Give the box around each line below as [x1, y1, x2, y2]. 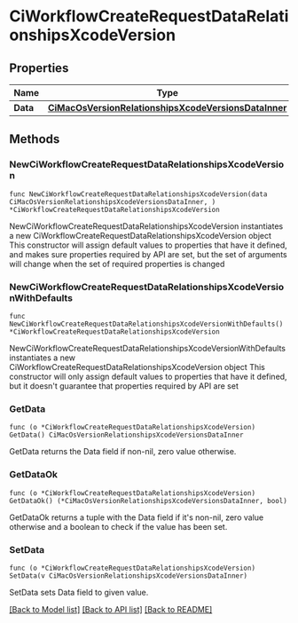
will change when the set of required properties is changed [9, 258, 225, 269]
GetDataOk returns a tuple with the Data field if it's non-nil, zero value [9, 512, 264, 523]
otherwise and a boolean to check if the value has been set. [9, 521, 228, 532]
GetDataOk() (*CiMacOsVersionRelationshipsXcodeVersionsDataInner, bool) [9, 496, 288, 505]
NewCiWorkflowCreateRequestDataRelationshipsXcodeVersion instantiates [9, 220, 284, 232]
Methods [9, 131, 60, 147]
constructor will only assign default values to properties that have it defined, [9, 371, 287, 382]
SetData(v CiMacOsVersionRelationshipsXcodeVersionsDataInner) [9, 571, 248, 580]
